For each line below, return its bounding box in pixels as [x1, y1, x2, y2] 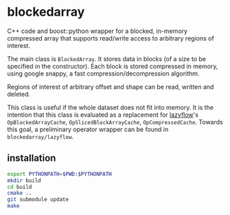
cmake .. [7, 190, 32, 196]
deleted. [7, 90, 31, 98]
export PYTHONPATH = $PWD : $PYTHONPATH [7, 170, 112, 177]
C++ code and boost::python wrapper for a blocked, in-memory [7, 27, 187, 35]
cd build [7, 183, 32, 190]
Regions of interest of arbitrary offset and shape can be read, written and [7, 82, 214, 91]
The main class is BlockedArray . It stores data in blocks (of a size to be [7, 54, 206, 63]
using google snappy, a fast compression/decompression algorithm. [7, 69, 200, 78]
